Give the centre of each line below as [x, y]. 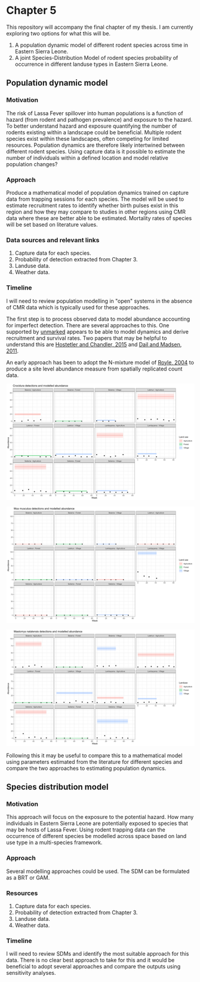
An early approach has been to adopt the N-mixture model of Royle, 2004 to [100, 362]
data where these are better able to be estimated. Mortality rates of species [99, 218]
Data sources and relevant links [53, 240]
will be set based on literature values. [52, 224]
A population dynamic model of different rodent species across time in [101, 45]
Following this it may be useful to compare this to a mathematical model [94, 755]
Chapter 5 [31, 10]
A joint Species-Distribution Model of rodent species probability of [96, 58]
